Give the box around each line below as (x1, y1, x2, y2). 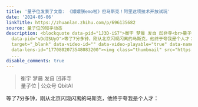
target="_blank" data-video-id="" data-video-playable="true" (11, 42, 167, 48)
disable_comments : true (6, 58, 65, 63)
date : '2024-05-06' (6, 14, 54, 20)
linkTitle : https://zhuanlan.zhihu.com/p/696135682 (6, 19, 136, 25)
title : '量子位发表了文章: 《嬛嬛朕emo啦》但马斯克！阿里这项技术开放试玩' (6, 8, 171, 15)
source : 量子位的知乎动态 (6, 25, 63, 31)
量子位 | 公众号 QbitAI (20, 82, 73, 89)
